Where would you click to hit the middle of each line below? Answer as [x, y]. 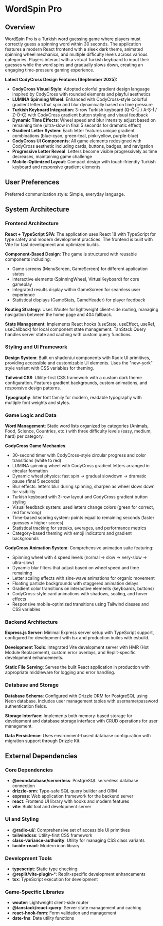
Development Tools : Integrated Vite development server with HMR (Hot [77, 647]
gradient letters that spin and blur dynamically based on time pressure [82, 104]
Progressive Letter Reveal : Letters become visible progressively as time [84, 151]
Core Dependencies [29, 770]
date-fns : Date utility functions [43, 918]
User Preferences [32, 182]
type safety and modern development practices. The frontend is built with [79, 239]
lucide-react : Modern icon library [46, 845]
